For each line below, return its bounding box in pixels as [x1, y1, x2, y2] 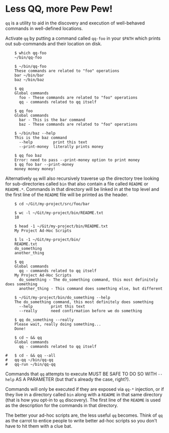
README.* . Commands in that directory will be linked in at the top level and [5, 186, 159, 192]
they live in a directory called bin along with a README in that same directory [5, 391, 163, 397]
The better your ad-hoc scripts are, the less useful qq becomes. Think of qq [5, 412, 163, 418]
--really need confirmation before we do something [18, 308, 143, 313]
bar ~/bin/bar [14, 72, 44, 78]
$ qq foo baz [14, 153, 42, 158]
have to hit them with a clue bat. [5, 423, 73, 429]
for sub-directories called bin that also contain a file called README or [5, 180, 149, 186]
